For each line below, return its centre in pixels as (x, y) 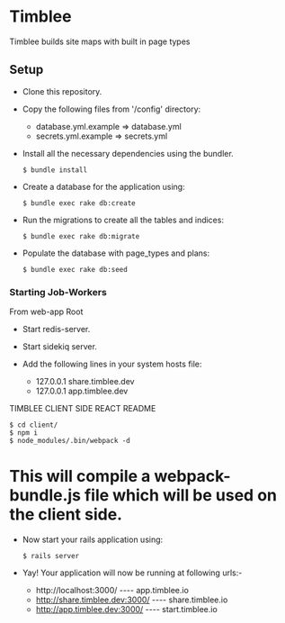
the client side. (66, 515)
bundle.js (45, 496)
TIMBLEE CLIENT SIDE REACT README (83, 409)
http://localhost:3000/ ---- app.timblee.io (112, 590)
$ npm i (24, 433)
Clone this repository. (62, 91)
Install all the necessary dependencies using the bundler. (128, 153)
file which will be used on (180, 496)
